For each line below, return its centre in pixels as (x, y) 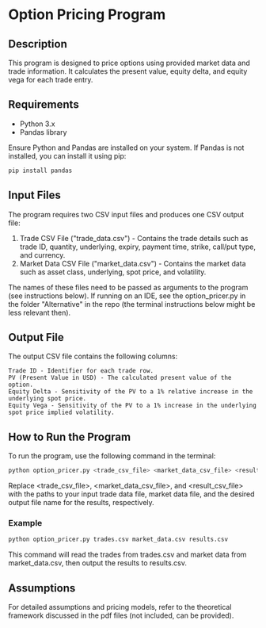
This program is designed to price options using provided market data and (129, 63)
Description (38, 44)
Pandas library (43, 132)
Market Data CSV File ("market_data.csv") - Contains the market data (133, 263)
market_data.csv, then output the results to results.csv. (98, 563)
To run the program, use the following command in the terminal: (112, 456)
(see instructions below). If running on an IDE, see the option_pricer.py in (127, 296)
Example (25, 523)
